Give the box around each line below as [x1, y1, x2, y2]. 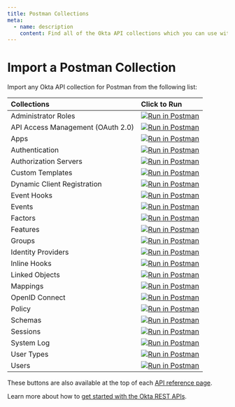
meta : [7, 17, 23, 24]
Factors [10, 214, 36, 223]
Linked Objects [10, 270, 61, 280]
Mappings [10, 281, 44, 291]
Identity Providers [10, 247, 69, 257]
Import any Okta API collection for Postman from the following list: [7, 83, 197, 91]
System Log [10, 338, 50, 348]
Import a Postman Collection [7, 60, 176, 75]
